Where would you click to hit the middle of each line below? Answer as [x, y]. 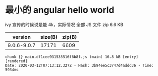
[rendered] [16, 61]
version [22, 37]
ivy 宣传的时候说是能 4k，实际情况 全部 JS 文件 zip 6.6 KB [64, 25]
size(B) [49, 37]
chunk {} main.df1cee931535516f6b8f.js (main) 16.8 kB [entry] [72, 57]
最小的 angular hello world [60, 10]
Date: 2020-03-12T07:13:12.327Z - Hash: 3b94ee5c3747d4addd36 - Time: [79, 65]
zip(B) [70, 37]
